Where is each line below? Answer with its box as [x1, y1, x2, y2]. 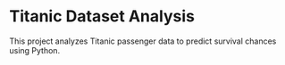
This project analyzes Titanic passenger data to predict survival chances [9, 36, 277, 46]
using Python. [9, 45, 61, 55]
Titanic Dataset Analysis [9, 6, 195, 27]
